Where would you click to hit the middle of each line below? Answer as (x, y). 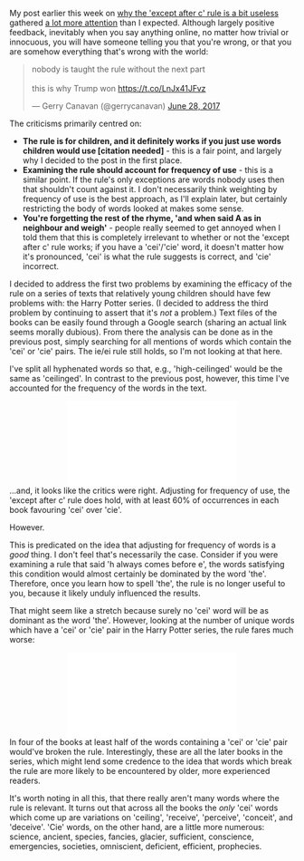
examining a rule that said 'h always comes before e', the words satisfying (147, 564)
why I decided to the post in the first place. (102, 160)
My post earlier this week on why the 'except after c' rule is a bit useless (144, 13)
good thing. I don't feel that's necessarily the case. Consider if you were (144, 555)
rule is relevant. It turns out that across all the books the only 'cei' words (144, 808)
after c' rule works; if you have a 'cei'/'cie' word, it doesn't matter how (153, 247)
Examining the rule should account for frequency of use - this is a (148, 170)
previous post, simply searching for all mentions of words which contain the (151, 342)
